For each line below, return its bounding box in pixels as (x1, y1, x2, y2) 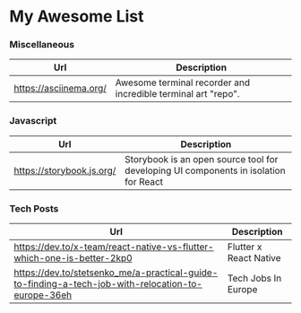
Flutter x (227, 240, 262, 253)
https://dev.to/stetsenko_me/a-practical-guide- (13, 266, 219, 279)
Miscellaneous (9, 39, 74, 51)
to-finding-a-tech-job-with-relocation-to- (13, 278, 203, 291)
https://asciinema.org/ (13, 83, 107, 95)
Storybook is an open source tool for (125, 152, 279, 165)
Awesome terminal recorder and (115, 76, 251, 89)
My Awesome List (9, 6, 145, 27)
